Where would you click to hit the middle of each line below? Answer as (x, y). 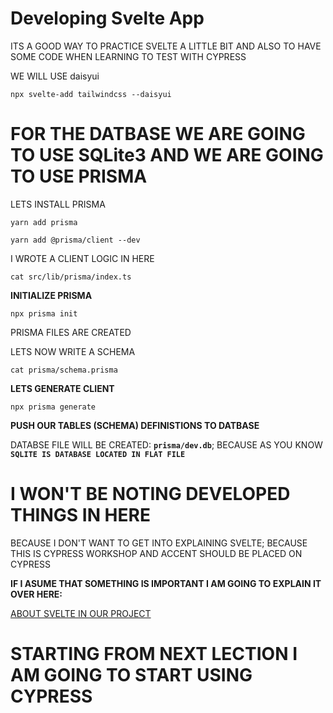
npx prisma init (44, 313)
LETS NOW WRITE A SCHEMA (73, 351)
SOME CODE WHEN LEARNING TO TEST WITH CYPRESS (128, 56)
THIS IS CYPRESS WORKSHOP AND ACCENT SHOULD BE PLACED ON (156, 553)
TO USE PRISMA (79, 176)
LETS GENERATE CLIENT (62, 388)
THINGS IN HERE (80, 515)
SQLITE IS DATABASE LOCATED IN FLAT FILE (98, 454)
